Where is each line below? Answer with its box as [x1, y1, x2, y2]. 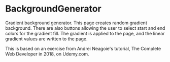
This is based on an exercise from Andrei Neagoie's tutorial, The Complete [5, 45, 161, 51]
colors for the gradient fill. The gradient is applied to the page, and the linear [5, 30, 165, 36]
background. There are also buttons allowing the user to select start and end [5, 25, 165, 31]
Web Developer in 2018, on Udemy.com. [5, 51, 90, 57]
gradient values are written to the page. [5, 36, 88, 42]
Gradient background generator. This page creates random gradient [5, 20, 147, 26]
